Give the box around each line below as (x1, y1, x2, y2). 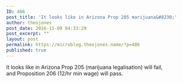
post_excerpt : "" (6, 31, 50, 37)
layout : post (6, 36, 39, 42)
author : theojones (6, 20, 52, 25)
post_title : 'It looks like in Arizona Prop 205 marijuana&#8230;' (6, 14, 178, 20)
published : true (6, 47, 47, 53)
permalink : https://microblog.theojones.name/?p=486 (6, 42, 140, 48)
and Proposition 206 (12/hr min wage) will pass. (6, 69, 124, 77)
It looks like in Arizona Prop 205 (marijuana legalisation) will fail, (6, 63, 163, 71)
